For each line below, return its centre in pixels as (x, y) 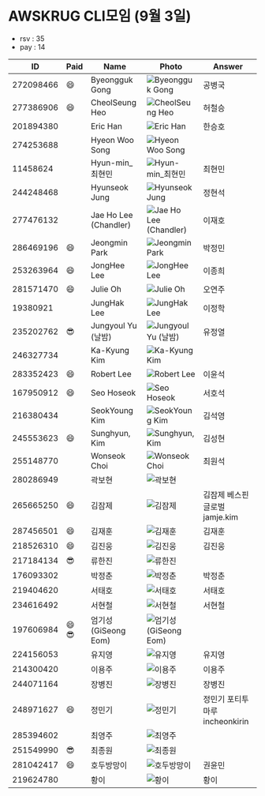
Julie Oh (106, 289)
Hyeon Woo (112, 140)
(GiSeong (108, 630)
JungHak (107, 302)
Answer (228, 66)
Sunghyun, (110, 433)
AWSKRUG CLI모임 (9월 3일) (100, 16)
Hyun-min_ (112, 163)
